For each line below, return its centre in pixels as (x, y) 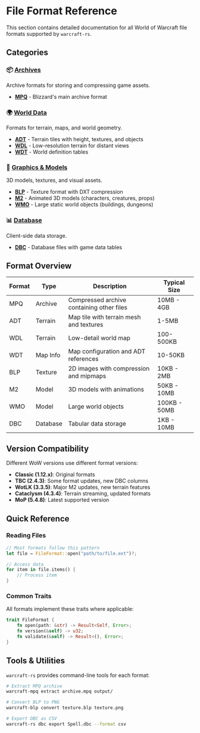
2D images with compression (109, 369)
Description (110, 286)
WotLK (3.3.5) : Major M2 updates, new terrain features (82, 487)
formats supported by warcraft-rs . (49, 33)
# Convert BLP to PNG (33, 702)
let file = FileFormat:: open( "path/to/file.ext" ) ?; (71, 553)
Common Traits (29, 596)
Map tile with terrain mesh (104, 317)
